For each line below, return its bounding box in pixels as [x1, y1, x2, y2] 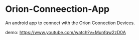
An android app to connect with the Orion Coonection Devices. [5, 20, 135, 26]
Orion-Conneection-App [5, 3, 109, 15]
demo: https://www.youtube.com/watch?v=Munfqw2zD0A [5, 29, 126, 35]
